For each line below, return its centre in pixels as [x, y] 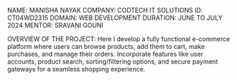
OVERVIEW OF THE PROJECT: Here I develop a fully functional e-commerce [119, 39]
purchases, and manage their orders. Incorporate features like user [105, 54]
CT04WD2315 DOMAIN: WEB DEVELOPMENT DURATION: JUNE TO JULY [115, 18]
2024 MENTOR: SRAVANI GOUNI [55, 25]
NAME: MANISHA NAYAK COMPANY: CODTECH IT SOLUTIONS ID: [105, 10]
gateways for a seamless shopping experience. [76, 69]
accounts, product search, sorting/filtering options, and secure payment [113, 62]
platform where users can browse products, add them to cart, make [106, 46]
